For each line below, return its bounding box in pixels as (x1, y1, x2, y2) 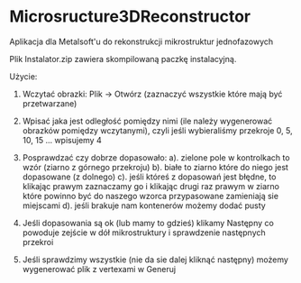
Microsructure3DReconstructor (9, 6, 251, 27)
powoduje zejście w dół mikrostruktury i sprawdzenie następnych (22, 227, 266, 238)
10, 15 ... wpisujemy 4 (22, 134, 102, 145)
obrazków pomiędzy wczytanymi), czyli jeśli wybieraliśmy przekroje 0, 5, (22, 124, 293, 136)
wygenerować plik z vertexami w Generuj (22, 263, 177, 274)
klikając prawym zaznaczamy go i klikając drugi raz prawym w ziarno (22, 180, 279, 191)
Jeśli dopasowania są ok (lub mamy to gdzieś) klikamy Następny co (22, 217, 275, 228)
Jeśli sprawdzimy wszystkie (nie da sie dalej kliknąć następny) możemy (22, 254, 288, 265)
